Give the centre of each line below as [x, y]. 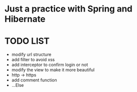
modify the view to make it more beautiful [53, 70]
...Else [18, 85]
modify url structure [31, 54]
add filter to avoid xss [33, 60]
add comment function [34, 80]
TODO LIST [27, 41]
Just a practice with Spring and [68, 9]
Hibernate [25, 19]
